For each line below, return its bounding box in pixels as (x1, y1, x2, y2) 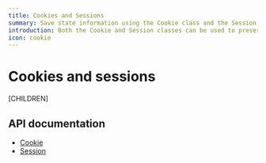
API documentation (8, 116, 105, 131)
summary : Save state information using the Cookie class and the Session (8, 19, 257, 27)
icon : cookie (8, 33, 51, 42)
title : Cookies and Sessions (8, 11, 104, 20)
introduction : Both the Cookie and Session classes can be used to (8, 26, 236, 34)
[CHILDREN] (8, 94, 49, 104)
